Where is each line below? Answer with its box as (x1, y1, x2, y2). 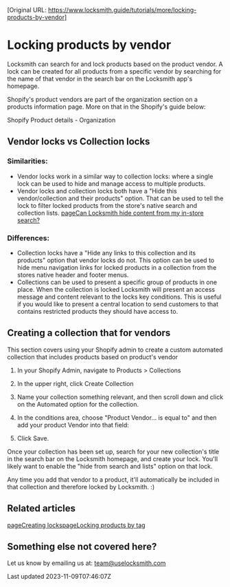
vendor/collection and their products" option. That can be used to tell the (16, 194, 224, 202)
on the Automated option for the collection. (16, 400, 139, 408)
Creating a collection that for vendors (7, 327, 171, 339)
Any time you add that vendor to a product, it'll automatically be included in (7, 475, 220, 484)
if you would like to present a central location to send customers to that (16, 299, 218, 308)
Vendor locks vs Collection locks (7, 136, 150, 147)
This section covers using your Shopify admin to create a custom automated (7, 345, 223, 354)
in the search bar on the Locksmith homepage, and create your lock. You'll (7, 454, 218, 463)
